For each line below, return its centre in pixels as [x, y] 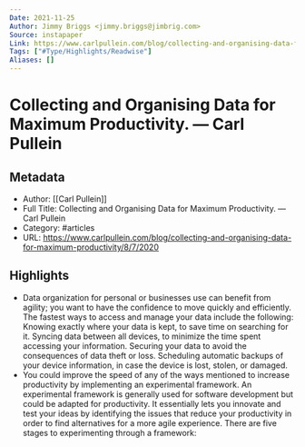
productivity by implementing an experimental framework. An [137, 384]
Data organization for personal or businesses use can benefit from [147, 297]
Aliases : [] [32, 60]
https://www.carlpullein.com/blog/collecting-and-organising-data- [167, 238]
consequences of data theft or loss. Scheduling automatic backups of [153, 355]
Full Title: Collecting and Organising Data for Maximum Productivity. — [154, 209]
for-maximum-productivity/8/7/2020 [90, 247]
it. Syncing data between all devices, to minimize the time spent [142, 336]
